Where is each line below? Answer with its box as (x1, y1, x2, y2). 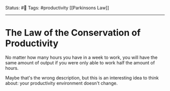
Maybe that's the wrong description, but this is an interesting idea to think (5, 74, 159, 80)
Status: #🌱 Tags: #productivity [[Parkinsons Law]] (5, 5, 109, 11)
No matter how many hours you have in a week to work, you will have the (5, 54, 158, 60)
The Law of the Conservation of (5, 27, 141, 39)
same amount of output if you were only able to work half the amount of (5, 59, 155, 65)
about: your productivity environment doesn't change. (5, 80, 118, 86)
